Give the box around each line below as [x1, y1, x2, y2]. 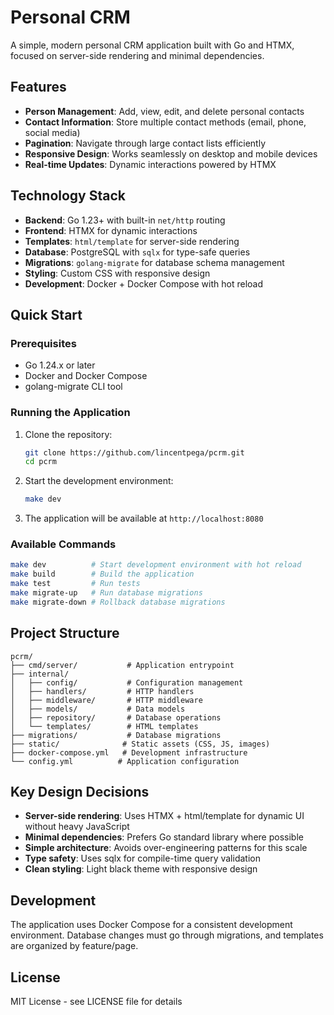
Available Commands [10, 537, 117, 551]
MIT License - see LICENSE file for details [10, 996, 183, 1008]
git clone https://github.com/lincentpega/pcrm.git [24, 447, 245, 458]
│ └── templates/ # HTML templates [10, 721, 199, 731]
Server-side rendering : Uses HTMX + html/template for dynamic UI [24, 810, 305, 822]
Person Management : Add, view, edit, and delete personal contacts [24, 105, 305, 117]
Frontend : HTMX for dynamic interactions [24, 224, 198, 236]
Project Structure [10, 625, 120, 642]
